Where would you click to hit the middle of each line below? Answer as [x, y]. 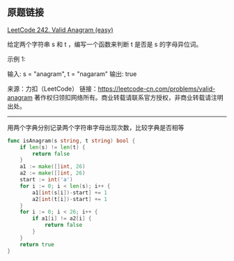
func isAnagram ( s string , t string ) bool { [71, 141]
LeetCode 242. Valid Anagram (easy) [60, 29]
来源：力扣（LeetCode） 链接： [53, 89]
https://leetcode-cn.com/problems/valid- [157, 89]
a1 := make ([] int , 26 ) [53, 167]
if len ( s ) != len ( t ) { [53, 147]
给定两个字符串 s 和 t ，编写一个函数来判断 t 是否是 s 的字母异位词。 [105, 44]
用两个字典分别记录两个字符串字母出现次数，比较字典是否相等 [96, 127]
